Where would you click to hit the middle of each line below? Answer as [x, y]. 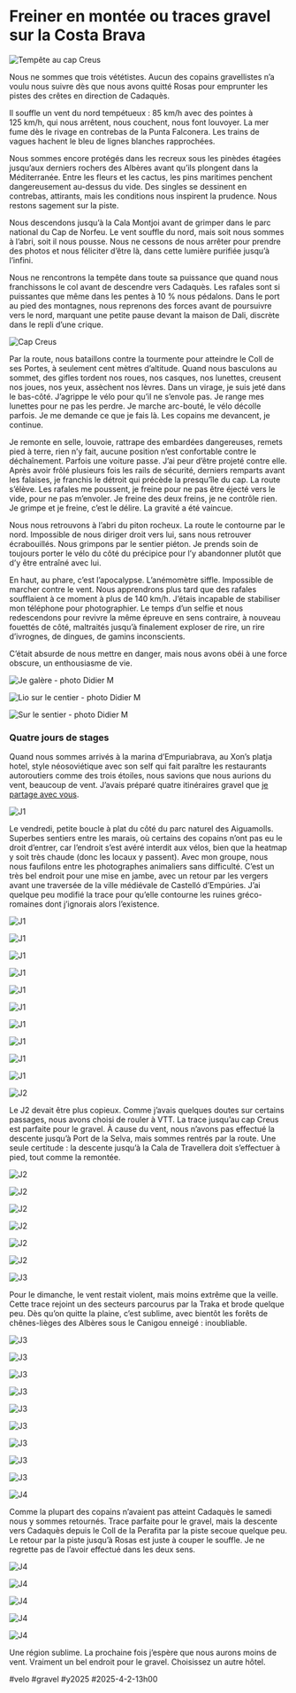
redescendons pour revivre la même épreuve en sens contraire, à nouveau [145, 617]
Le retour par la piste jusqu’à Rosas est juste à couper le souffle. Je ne [137, 1541]
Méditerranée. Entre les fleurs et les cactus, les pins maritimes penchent [141, 177]
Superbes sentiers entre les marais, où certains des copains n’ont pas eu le [146, 839]
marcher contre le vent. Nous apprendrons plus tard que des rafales [133, 589]
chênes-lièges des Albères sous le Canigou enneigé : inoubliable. [128, 1323]
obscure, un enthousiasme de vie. [71, 663]
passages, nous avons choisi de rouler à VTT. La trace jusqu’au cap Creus [144, 1120]
